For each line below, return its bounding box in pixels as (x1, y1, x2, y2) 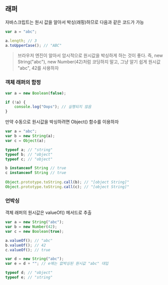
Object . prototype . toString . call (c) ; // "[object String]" (5, 184, 129, 189)
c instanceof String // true (5, 170, 66, 175)
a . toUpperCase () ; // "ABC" (5, 43, 62, 48)
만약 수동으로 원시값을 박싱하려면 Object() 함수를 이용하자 (5, 119, 119, 125)
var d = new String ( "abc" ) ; (5, 256, 64, 261)
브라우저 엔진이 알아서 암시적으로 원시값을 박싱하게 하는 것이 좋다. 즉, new (17, 52, 163, 59)
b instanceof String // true (5, 165, 66, 171)
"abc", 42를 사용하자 (17, 65, 59, 71)
